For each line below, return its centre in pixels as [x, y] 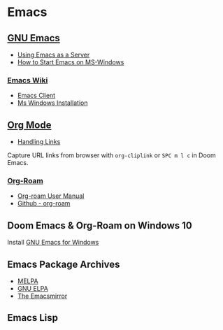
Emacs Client [36, 96]
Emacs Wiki [28, 80]
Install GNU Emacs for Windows [53, 243]
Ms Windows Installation [52, 103]
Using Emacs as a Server [53, 55]
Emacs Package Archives [64, 264]
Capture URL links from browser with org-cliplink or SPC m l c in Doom [112, 155]
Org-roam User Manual [51, 196]
